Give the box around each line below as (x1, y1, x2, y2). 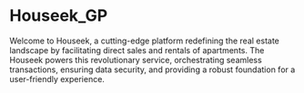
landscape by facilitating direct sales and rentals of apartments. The (9, 44, 265, 55)
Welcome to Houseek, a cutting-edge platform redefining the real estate (9, 35, 279, 46)
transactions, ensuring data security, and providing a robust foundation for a (9, 64, 296, 75)
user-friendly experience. (9, 73, 105, 84)
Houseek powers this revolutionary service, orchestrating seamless (9, 54, 262, 65)
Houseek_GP (9, 5, 108, 26)
